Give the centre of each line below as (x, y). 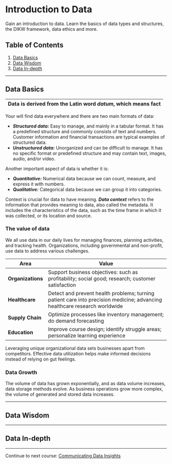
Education (20, 332)
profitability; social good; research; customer (102, 279)
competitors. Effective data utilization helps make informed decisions (78, 353)
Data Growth (21, 372)
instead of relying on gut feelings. (41, 359)
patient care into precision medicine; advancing (105, 300)
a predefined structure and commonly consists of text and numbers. (85, 131)
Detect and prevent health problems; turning (101, 293)
